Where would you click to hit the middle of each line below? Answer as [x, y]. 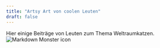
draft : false [22, 17]
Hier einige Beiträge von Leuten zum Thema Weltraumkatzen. [80, 33]
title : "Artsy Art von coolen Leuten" [53, 11]
